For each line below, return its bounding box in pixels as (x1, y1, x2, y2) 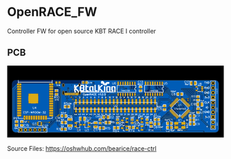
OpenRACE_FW (7, 4, 98, 20)
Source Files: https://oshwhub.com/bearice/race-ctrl (7, 145, 157, 153)
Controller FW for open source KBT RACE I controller (7, 27, 157, 35)
